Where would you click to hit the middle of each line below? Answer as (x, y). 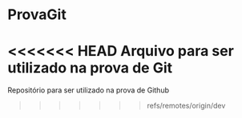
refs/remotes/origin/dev (186, 106)
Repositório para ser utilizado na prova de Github (89, 90)
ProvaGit (37, 15)
